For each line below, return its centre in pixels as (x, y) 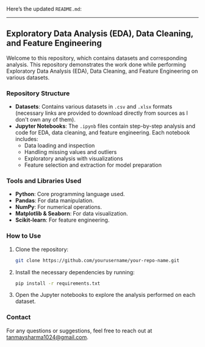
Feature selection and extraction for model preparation (93, 165)
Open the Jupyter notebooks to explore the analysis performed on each (105, 295)
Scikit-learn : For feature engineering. (62, 220)
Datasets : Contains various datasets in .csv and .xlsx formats (94, 107)
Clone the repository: (42, 249)
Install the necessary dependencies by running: (75, 272)
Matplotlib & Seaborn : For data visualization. (71, 214)
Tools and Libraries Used (44, 181)
